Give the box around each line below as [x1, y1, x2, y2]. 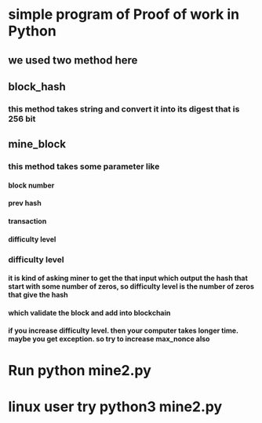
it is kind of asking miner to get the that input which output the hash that [8, 273, 249, 283]
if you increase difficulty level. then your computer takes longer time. [8, 326, 239, 335]
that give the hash [8, 290, 68, 300]
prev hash [8, 199, 42, 208]
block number [8, 181, 55, 190]
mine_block [8, 137, 67, 151]
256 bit [8, 113, 36, 124]
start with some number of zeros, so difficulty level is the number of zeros [8, 282, 255, 291]
